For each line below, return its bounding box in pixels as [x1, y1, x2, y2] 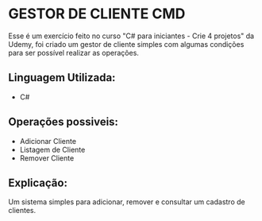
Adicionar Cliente [19, 136, 77, 145]
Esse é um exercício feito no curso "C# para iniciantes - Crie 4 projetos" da [8, 31, 255, 41]
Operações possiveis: [8, 115, 119, 129]
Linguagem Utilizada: [8, 71, 116, 84]
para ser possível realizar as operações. [8, 48, 139, 57]
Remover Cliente [19, 153, 75, 163]
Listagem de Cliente [19, 145, 86, 154]
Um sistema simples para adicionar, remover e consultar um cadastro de [8, 197, 245, 207]
